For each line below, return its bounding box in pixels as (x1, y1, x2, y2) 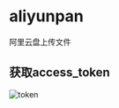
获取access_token (9, 65, 110, 81)
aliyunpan (9, 6, 84, 27)
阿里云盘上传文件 (9, 36, 71, 47)
